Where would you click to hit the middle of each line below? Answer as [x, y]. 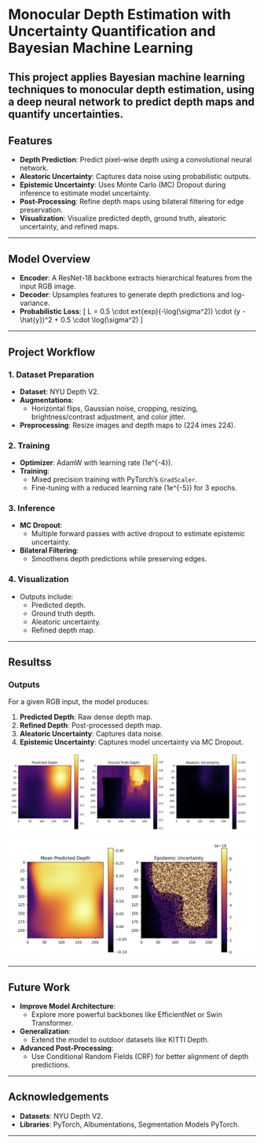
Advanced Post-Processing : [66, 1048]
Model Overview [49, 259]
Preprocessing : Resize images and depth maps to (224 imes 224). [127, 425]
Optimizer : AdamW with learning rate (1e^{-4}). [96, 463]
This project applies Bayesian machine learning [126, 77]
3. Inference [32, 509]
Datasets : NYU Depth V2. [61, 1116]
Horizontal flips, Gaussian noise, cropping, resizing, [115, 408]
